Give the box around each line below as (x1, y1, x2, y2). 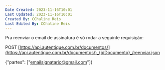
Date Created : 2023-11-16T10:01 (5, 7, 72, 12)
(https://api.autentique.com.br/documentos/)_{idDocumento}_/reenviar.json (5, 50, 161, 56)
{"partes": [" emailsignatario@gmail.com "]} (5, 59, 93, 65)
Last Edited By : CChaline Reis (5, 21, 70, 26)
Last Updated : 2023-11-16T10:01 (5, 12, 72, 17)
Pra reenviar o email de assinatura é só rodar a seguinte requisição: (5, 35, 144, 41)
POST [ (5, 44, 20, 50)
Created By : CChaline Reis (5, 16, 61, 21)
